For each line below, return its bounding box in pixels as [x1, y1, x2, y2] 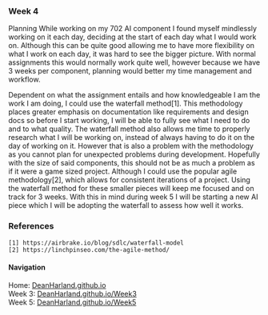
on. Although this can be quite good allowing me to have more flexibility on [8, 41, 254, 50]
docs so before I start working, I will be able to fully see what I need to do [8, 116, 250, 126]
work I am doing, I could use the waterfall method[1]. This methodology [8, 98, 243, 109]
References [8, 221, 54, 232]
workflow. [8, 74, 41, 85]
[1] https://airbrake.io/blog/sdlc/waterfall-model [8, 238, 184, 247]
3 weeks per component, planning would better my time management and [8, 66, 252, 76]
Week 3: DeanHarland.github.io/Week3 [8, 289, 138, 298]
